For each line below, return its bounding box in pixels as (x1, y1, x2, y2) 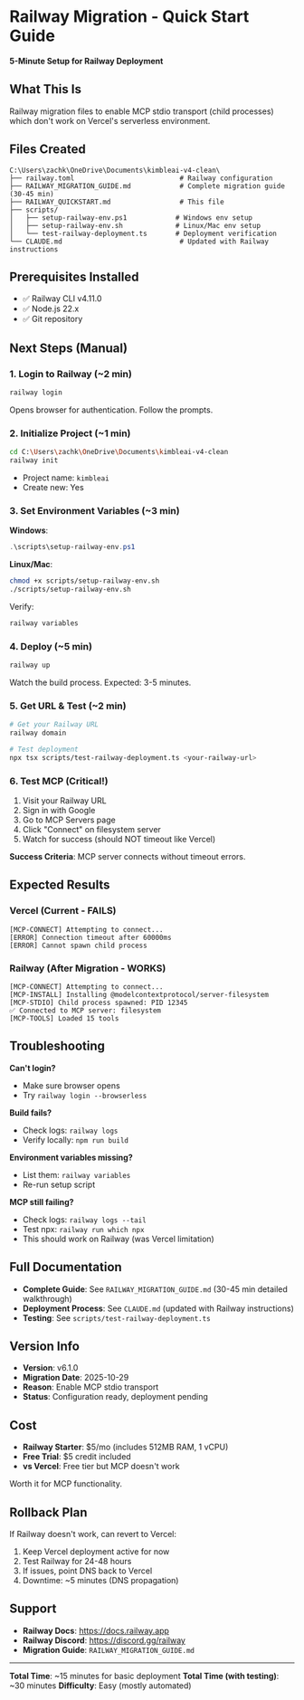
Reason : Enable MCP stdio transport (22, 1382, 159, 1392)
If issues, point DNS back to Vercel (22, 1565, 153, 1576)
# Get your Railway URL (9, 720, 100, 729)
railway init (9, 456, 59, 465)
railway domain (9, 728, 67, 738)
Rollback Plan (9, 1505, 88, 1520)
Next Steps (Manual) (9, 340, 128, 356)
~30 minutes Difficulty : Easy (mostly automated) (9, 1680, 192, 1691)
